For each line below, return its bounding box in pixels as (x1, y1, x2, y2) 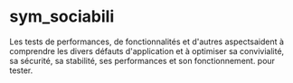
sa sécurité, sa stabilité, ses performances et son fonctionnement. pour (9, 55, 276, 66)
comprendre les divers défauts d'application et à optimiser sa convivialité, (9, 45, 285, 56)
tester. (9, 65, 33, 76)
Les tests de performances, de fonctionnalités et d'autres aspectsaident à (9, 36, 285, 47)
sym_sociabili (9, 6, 115, 27)
